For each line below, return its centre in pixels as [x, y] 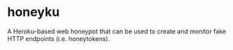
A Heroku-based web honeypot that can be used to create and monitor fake [117, 31]
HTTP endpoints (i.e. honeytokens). [59, 38]
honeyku [33, 12]
